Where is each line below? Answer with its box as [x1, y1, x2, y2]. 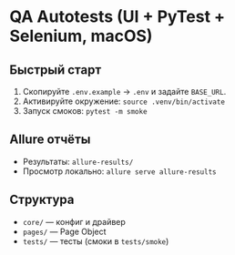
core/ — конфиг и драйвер [22, 216, 126, 227]
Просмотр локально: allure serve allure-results [22, 166, 217, 177]
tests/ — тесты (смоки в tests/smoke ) [22, 235, 169, 247]
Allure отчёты [9, 132, 91, 148]
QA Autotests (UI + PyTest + [9, 6, 226, 27]
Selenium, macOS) [9, 25, 153, 46]
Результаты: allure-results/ [22, 156, 134, 167]
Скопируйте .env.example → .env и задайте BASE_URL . [22, 87, 227, 97]
